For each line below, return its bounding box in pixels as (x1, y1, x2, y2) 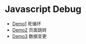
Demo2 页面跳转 (12, 26, 47, 33)
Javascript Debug (5, 3, 82, 15)
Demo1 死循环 (12, 20, 41, 26)
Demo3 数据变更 (12, 33, 47, 39)
